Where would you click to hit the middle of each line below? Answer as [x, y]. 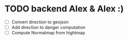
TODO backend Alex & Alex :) [64, 9]
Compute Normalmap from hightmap [48, 33]
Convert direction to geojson [40, 22]
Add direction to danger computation [48, 27]
